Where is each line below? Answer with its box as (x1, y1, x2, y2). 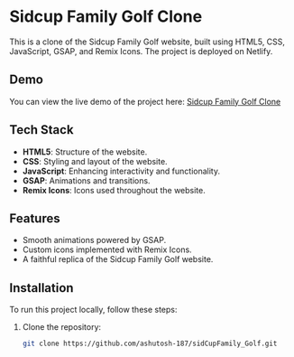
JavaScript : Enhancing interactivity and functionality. (22, 165, 221, 176)
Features (9, 211, 60, 226)
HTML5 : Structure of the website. (22, 146, 148, 157)
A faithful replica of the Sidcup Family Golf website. (22, 254, 214, 265)
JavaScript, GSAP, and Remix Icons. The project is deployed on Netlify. (9, 45, 273, 56)
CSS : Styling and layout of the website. (22, 155, 169, 166)
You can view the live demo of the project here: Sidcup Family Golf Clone (9, 96, 281, 107)
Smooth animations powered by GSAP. (22, 235, 167, 246)
